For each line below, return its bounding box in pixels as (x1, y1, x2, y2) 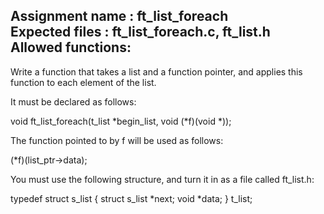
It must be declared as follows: (10, 95, 137, 108)
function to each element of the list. (10, 76, 157, 88)
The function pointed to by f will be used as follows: (10, 134, 224, 146)
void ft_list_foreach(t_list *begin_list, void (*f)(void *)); (10, 115, 232, 127)
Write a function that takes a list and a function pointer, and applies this (10, 65, 303, 78)
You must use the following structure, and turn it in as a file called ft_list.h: (10, 173, 315, 185)
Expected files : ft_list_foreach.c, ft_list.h (10, 24, 271, 41)
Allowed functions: (10, 39, 132, 56)
